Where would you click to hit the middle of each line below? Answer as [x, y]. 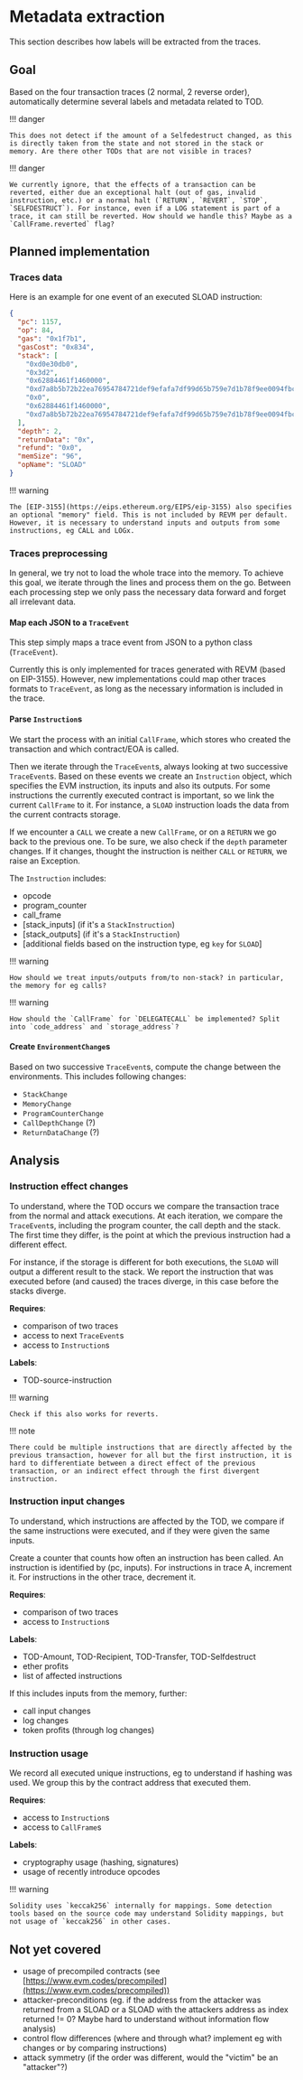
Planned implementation [80, 252]
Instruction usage [49, 1753]
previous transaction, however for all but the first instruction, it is [151, 1455]
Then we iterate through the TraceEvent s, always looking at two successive [149, 766]
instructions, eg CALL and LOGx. [72, 530]
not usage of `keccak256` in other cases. [90, 1922]
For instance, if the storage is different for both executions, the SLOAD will [144, 1262]
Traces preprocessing [59, 553]
